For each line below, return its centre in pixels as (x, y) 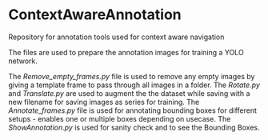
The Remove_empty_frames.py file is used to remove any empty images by (132, 76)
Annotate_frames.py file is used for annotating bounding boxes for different (133, 110)
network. (23, 61)
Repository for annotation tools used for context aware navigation (116, 37)
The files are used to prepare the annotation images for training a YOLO (126, 52)
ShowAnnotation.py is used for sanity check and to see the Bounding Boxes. (134, 127)
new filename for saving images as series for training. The (104, 102)
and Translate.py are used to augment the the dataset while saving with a (129, 93)
